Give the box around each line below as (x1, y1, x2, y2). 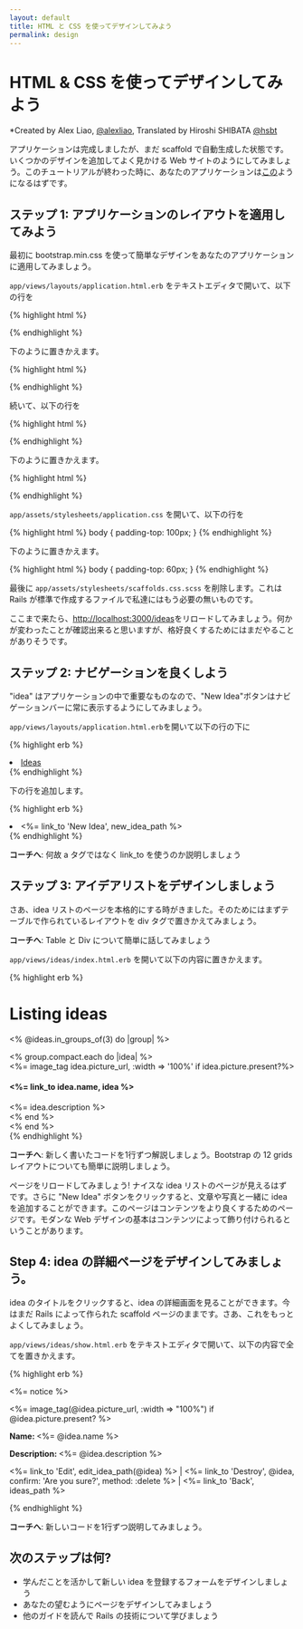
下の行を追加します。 (9, 785, 89, 795)
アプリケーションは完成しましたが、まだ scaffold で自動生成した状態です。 (9, 144, 289, 155)
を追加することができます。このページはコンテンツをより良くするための (9, 1202, 279, 1213)
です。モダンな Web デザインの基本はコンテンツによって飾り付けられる (16, 1213, 283, 1224)
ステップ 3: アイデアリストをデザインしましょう (9, 878, 276, 893)
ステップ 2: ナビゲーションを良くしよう (9, 665, 229, 680)
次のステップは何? (9, 1550, 111, 1566)
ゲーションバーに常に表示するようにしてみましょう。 (9, 701, 207, 712)
